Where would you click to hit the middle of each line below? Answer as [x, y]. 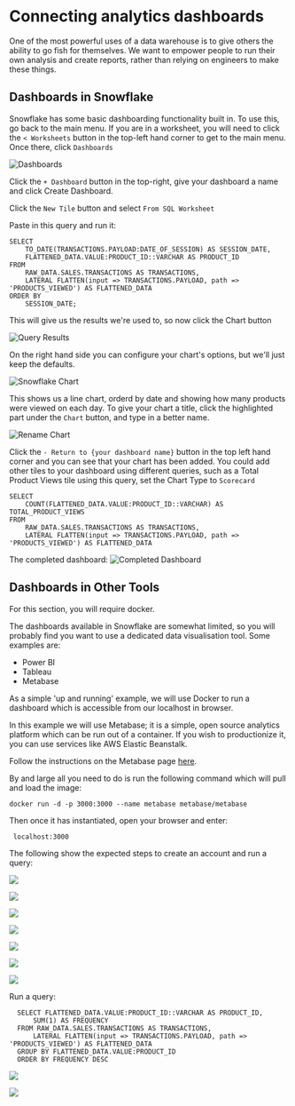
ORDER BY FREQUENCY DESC [63, 1059]
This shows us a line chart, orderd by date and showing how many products [147, 398]
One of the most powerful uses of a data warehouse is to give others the [141, 41]
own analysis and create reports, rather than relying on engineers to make [144, 60]
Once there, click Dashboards [61, 147]
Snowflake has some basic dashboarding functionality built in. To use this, [144, 118]
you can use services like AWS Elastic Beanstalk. [98, 744]
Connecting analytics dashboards [136, 16]
